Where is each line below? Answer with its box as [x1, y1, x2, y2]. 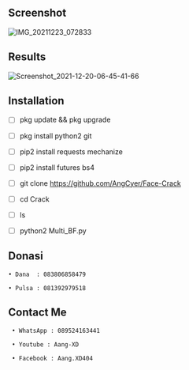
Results [8, 51, 46, 64]
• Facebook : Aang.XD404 [11, 354, 93, 362]
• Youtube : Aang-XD [11, 340, 80, 349]
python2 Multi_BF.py [19, 225, 87, 236]
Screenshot [8, 6, 67, 20]
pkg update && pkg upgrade [19, 115, 111, 125]
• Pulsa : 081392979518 [8, 284, 87, 292]
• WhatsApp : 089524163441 [11, 327, 101, 334]
